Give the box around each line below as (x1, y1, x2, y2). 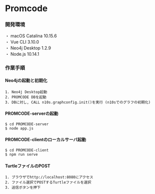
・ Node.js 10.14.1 (5, 51, 40, 57)
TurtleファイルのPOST (5, 163, 51, 169)
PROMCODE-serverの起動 (5, 111, 58, 116)
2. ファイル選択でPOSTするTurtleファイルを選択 (5, 180, 91, 185)
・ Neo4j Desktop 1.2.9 (5, 45, 51, 51)
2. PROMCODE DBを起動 (5, 95, 47, 99)
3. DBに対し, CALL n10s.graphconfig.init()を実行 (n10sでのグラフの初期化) (5, 100, 151, 105)
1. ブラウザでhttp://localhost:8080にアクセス (5, 175, 94, 180)
